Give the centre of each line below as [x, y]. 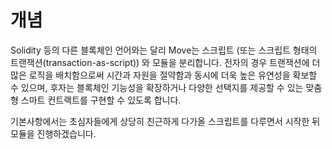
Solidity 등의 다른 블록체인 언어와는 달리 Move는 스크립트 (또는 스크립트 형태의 [164, 50]
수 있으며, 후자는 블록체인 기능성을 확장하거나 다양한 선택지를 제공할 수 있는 [157, 87]
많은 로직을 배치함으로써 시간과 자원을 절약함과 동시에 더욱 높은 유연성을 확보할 [164, 75]
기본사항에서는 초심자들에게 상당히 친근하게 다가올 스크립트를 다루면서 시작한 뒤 [165, 121]
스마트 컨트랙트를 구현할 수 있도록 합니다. [101, 100]
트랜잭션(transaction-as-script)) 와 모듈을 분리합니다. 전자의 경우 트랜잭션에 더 [165, 62]
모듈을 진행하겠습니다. [53, 133]
